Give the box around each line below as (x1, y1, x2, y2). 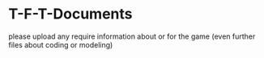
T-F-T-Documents (8, 5, 133, 23)
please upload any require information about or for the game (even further (8, 31, 256, 41)
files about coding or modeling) (8, 39, 113, 49)
